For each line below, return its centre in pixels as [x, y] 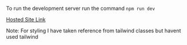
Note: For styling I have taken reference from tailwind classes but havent [94, 31]
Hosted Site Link [26, 19]
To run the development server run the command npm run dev [81, 8]
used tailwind [22, 37]
